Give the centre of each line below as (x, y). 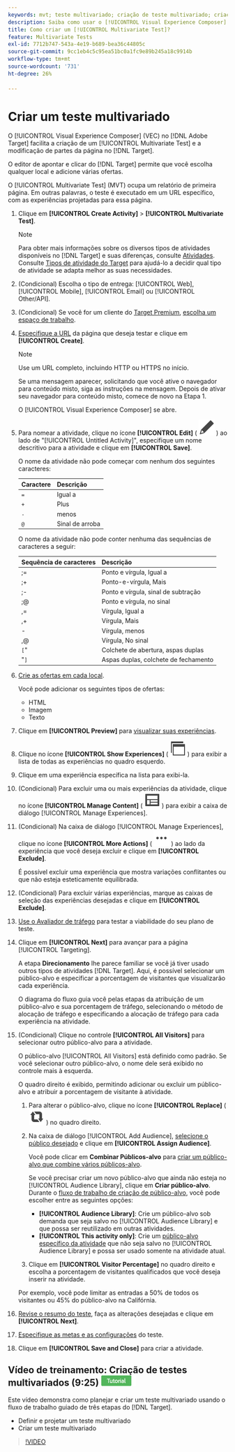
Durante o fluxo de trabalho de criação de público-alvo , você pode (124, 1193)
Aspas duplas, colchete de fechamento (158, 660)
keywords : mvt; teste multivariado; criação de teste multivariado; (109, 15)
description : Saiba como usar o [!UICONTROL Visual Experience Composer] (117, 22)
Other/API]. (34, 299)
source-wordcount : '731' (44, 66)
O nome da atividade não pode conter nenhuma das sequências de (114, 539)
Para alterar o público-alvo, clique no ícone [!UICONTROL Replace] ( (127, 1105)
